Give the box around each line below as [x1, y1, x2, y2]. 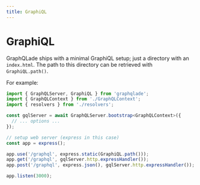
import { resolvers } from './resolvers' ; [6, 102, 114, 108]
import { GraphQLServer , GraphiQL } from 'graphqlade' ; [6, 91, 149, 97]
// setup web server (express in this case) [6, 135, 120, 141]
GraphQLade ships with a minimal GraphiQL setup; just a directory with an [6, 55, 189, 62]
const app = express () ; [6, 140, 66, 146]
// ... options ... [11, 118, 61, 124]
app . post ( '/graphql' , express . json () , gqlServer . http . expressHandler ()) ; [6, 162, 195, 168]
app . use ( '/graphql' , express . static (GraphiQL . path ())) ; [6, 151, 149, 157]
